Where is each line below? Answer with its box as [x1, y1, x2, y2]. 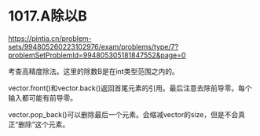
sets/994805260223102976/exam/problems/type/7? [8, 42, 179, 51]
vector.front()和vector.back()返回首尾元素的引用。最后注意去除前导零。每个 [8, 83, 253, 93]
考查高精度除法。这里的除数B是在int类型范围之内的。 [8, 66, 179, 75]
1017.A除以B [8, 7, 88, 25]
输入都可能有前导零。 [8, 93, 77, 102]
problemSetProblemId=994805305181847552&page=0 [8, 50, 186, 60]
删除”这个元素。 [18, 119, 70, 129]
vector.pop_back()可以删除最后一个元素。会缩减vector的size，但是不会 [8, 109, 239, 119]
